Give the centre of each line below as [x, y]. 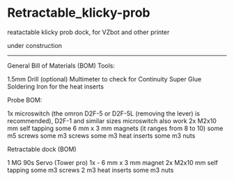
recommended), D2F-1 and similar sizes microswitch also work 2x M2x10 [112, 120]
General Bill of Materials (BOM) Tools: [61, 65]
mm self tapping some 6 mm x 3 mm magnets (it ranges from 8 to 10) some [115, 128]
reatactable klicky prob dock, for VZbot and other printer [88, 32]
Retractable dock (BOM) [42, 149]
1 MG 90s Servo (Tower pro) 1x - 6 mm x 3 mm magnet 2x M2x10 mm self [112, 162]
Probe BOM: [25, 100]
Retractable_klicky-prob [79, 13]
